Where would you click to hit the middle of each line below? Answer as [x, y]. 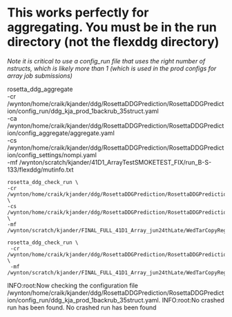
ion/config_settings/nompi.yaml [52, 155]
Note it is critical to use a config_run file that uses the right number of [106, 61]
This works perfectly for [78, 13]
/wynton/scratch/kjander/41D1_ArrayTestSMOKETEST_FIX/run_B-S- [115, 162]
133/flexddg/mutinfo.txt [40, 170]
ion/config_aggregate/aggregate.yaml [61, 133]
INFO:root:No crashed [193, 300]
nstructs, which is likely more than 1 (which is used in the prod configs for [112, 68]
